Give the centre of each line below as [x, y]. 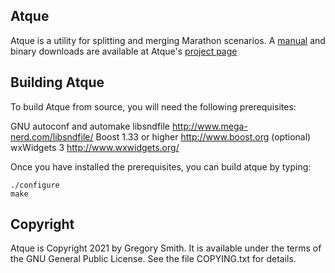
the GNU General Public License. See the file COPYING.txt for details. [153, 259]
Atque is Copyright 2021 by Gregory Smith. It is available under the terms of [166, 248]
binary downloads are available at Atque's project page [124, 51]
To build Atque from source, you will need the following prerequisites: [153, 106]
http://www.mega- [209, 126]
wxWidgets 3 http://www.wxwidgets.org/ [95, 147]
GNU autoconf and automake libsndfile [90, 126]
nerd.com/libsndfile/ [52, 136]
